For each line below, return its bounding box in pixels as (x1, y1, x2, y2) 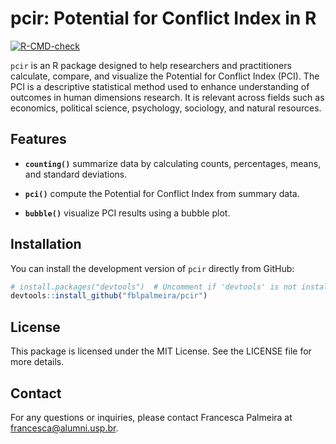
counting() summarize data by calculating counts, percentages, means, (24, 157, 322, 169)
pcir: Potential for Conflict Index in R (10, 7, 317, 30)
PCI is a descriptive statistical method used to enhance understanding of (10, 80, 310, 92)
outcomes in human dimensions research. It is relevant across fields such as (10, 91, 325, 103)
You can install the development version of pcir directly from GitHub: (10, 262, 295, 274)
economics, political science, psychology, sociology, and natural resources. (10, 102, 322, 114)
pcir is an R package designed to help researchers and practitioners (10, 59, 292, 71)
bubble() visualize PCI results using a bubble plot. (24, 207, 231, 219)
